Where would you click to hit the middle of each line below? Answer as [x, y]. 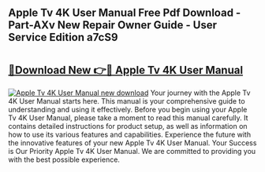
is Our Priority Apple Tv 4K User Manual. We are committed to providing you [132, 151]
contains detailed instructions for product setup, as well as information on [128, 126]
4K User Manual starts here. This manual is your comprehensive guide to [127, 101]
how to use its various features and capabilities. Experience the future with [129, 134]
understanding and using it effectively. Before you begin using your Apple [128, 110]
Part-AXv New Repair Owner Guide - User [113, 26]
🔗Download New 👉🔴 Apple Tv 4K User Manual [125, 70]
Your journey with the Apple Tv [200, 93]
